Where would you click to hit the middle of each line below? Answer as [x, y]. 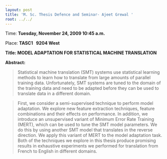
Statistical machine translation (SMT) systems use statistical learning [89, 72]
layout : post [19, 10]
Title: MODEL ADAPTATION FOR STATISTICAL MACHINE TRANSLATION [81, 53]
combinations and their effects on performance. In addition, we [82, 114]
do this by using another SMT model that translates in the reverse [85, 130]
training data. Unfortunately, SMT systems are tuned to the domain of [89, 83]
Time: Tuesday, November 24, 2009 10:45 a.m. [55, 34]
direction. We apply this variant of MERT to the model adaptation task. [90, 135]
